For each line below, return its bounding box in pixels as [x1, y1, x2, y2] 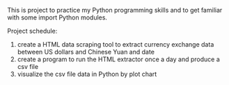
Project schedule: [7, 27, 58, 35]
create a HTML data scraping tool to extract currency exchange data [17, 40, 214, 48]
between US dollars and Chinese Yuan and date [17, 48, 155, 56]
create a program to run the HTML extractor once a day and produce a [17, 55, 221, 63]
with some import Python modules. [7, 13, 108, 22]
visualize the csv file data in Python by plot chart [17, 70, 157, 78]
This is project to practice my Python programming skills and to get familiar [7, 6, 223, 14]
